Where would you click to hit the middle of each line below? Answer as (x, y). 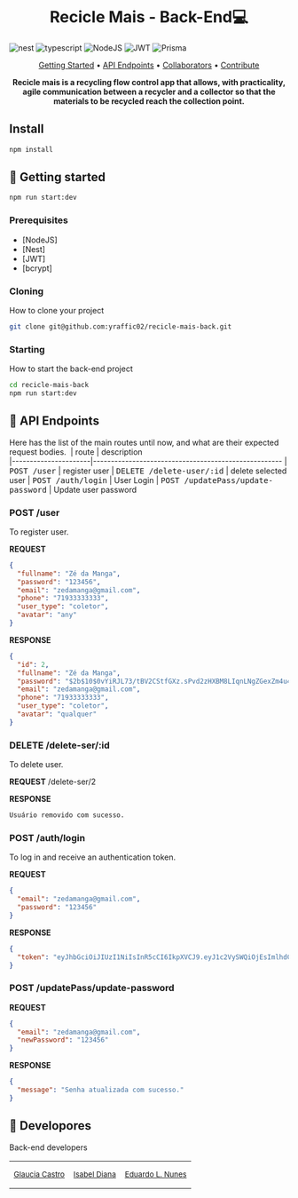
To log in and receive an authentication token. (92, 857)
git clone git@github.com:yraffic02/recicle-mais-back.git (121, 326)
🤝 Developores (50, 1126)
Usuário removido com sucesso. (67, 815)
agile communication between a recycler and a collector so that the (149, 91)
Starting (27, 349)
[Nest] (34, 249)
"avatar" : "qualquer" (57, 714)
